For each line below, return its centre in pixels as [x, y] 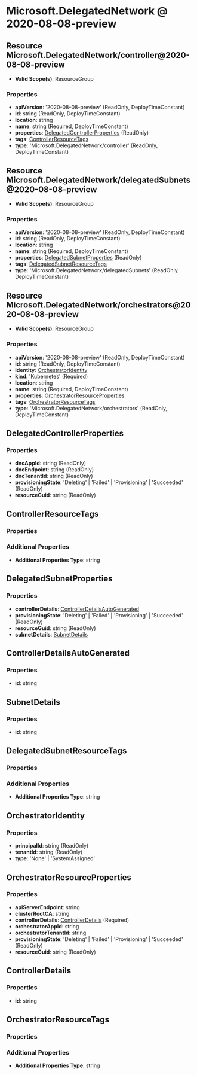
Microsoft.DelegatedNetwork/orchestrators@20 [98, 305]
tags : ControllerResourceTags [52, 139]
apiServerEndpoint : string [47, 907]
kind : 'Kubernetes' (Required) [51, 376]
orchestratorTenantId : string [50, 933]
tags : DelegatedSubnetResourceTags [61, 264]
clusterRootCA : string [42, 913]
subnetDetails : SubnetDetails [51, 634]
